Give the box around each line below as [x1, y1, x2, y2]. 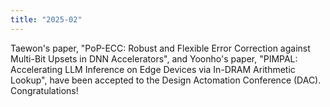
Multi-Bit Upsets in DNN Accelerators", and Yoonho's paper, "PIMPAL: [10, 52, 298, 65]
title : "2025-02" [10, 14, 83, 25]
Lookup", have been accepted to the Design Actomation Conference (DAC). [10, 74, 322, 86]
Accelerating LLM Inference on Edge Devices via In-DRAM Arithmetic [10, 63, 296, 75]
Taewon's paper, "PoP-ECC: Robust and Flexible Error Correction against [10, 42, 311, 54]
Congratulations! [10, 84, 79, 96]
